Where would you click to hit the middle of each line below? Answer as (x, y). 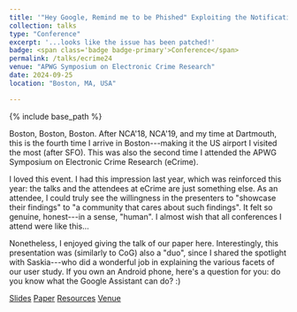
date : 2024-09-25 (41, 75)
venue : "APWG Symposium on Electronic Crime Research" (112, 67)
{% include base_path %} (56, 116)
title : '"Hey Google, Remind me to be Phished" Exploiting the (128, 17)
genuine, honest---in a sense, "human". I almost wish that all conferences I (145, 216)
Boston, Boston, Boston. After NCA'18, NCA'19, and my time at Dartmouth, (143, 133)
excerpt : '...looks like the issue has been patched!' (112, 42)
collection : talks (43, 26)
